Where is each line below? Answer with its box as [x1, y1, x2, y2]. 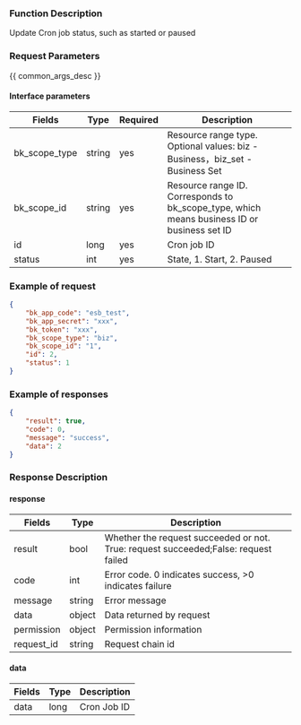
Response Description [9, 471, 108, 484]
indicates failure [104, 579, 172, 591]
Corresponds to [167, 190, 234, 203]
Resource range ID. [167, 178, 248, 191]
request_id [13, 637, 58, 650]
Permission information [104, 623, 202, 635]
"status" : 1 [25, 358, 70, 367]
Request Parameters [9, 50, 100, 63]
